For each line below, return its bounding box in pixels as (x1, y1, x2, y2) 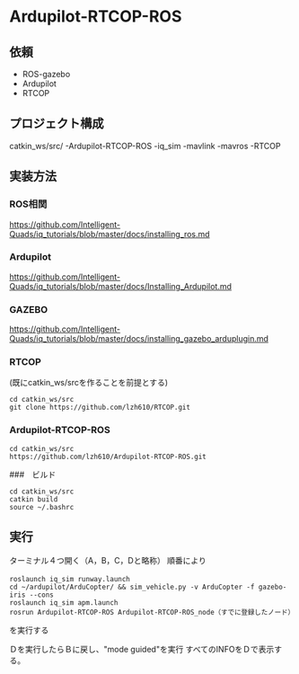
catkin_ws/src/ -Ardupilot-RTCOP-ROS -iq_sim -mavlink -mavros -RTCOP (9, 140, 281, 151)
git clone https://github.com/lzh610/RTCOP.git (9, 403, 191, 412)
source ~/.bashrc (9, 502, 75, 511)
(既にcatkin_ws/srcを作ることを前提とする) (9, 377, 169, 388)
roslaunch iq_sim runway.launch (9, 574, 130, 583)
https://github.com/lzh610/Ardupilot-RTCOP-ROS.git (9, 452, 207, 461)
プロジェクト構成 (9, 116, 104, 131)
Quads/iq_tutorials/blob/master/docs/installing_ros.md (9, 228, 210, 239)
